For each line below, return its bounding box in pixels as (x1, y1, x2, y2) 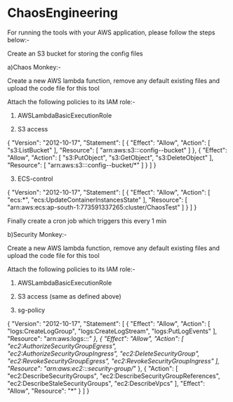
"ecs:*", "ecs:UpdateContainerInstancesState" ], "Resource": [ (7, 195, 188, 204)
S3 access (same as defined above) (17, 292, 121, 300)
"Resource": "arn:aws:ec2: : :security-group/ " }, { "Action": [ (7, 364, 178, 372)
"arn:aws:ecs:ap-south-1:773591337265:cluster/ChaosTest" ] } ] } (7, 202, 197, 212)
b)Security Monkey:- (7, 230, 67, 238)
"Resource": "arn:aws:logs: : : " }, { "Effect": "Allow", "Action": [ (7, 334, 184, 342)
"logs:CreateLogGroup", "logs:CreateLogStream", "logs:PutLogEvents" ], (7, 327, 218, 335)
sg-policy (17, 306, 46, 314)
